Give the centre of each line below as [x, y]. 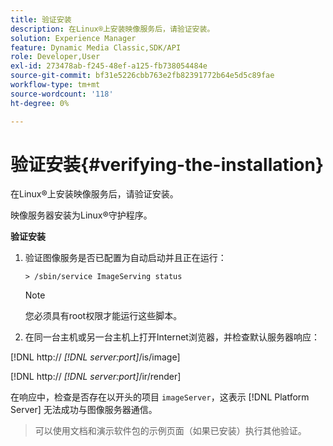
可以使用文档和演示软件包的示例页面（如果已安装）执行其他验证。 [170, 431]
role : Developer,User [55, 57]
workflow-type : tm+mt [55, 85]
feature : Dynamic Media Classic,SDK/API [96, 47]
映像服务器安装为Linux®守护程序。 [81, 215]
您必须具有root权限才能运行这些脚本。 [103, 316]
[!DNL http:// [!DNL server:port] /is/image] [95, 357]
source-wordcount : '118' [62, 94]
